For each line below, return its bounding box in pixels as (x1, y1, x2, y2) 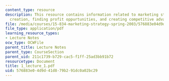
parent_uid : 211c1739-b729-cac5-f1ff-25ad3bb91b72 (5, 54, 114, 59)
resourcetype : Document (5, 59, 55, 64)
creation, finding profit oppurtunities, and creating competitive (10, 17, 154, 22)
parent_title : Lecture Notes (5, 45, 66, 50)
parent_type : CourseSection (5, 49, 64, 54)
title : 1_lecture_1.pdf (5, 63, 55, 68)
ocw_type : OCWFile (5, 40, 44, 45)
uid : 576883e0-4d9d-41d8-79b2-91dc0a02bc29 (5, 68, 98, 73)
